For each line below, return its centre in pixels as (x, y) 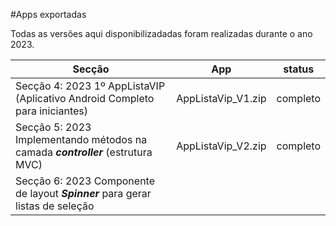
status (299, 69)
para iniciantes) (51, 111)
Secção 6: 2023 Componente (85, 181)
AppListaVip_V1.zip (221, 98)
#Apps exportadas (48, 14)
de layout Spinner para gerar (83, 193)
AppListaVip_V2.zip (221, 146)
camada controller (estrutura (84, 152)
